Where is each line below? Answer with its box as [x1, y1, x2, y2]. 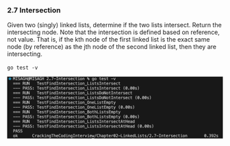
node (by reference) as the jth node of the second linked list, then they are [7, 43, 217, 51]
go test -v [7, 64, 38, 72]
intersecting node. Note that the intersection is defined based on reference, [7, 28, 220, 36]
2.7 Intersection [7, 5, 61, 15]
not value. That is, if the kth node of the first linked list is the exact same [7, 35, 210, 44]
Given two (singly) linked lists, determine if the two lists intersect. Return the [7, 21, 222, 29]
